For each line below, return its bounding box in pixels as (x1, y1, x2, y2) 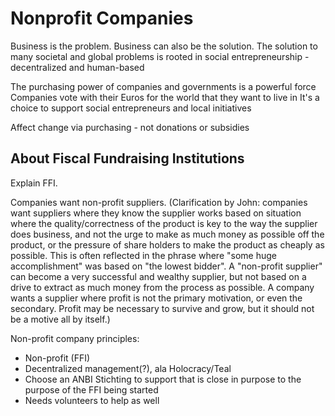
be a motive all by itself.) (10, 313, 111, 325)
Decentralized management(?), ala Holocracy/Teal (24, 362, 232, 374)
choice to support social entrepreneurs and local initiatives (10, 102, 252, 114)
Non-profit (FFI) (24, 352, 91, 364)
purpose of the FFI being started (24, 383, 159, 396)
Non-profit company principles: (10, 332, 140, 344)
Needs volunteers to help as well (24, 394, 160, 406)
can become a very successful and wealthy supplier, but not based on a (10, 270, 307, 282)
